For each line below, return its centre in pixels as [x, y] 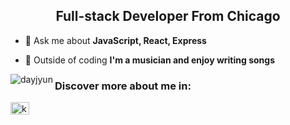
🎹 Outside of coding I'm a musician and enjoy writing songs [149, 60]
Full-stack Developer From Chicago [168, 16]
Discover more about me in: [123, 86]
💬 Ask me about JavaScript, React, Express [115, 40]
